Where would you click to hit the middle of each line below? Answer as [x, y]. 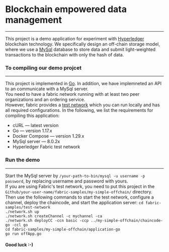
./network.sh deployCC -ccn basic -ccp [47, 220]
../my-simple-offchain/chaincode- [127, 220]
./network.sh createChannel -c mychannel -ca [54, 216]
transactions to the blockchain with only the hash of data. [65, 54]
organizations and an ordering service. [45, 100]
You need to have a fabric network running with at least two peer [72, 94]
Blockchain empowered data [66, 9]
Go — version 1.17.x [32, 131]
